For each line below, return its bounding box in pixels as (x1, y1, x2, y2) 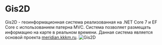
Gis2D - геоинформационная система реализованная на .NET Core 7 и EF (5, 19, 158, 25)
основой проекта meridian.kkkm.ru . (5, 34, 78, 40)
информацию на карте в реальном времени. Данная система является (5, 29, 153, 35)
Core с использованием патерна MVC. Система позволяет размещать (5, 24, 151, 30)
